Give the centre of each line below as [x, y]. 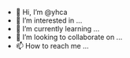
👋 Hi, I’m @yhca [41, 12]
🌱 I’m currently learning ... [58, 29]
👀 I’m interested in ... [49, 20]
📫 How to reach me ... [52, 46]
